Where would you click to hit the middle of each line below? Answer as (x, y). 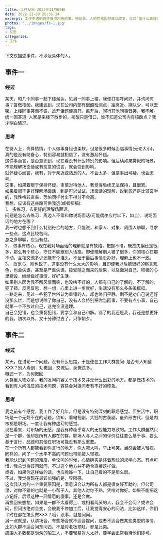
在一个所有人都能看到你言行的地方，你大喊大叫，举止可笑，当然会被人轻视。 (81, 448)
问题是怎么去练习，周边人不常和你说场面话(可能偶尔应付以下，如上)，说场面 (81, 215)
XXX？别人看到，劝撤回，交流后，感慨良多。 (50, 368)
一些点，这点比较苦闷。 (28, 233)
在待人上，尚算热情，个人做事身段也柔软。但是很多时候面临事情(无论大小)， (81, 148)
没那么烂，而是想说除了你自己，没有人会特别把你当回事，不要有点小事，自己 (81, 300)
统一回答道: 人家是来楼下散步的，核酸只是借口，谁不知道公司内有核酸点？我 (81, 117)
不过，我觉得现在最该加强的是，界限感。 (45, 478)
